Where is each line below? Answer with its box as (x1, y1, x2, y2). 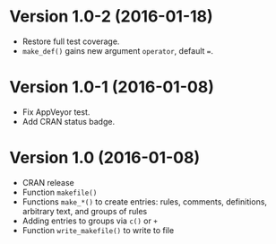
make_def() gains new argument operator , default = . (22, 45, 213, 56)
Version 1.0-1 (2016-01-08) (9, 77, 215, 98)
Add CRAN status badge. (22, 116, 115, 126)
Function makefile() (22, 187, 98, 197)
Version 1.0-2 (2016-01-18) (9, 6, 213, 27)
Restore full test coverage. (22, 36, 120, 47)
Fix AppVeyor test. (22, 106, 91, 118)
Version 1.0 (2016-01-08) (9, 148, 201, 168)
